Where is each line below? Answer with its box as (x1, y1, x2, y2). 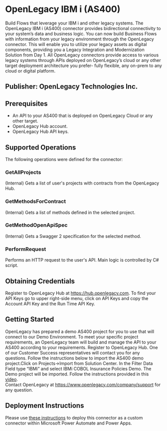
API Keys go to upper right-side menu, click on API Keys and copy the (5, 295, 149, 301)
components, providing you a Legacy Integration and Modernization (5, 46, 145, 52)
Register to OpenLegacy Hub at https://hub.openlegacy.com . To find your (5, 290, 156, 296)
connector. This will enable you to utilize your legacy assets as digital (5, 41, 147, 47)
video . (5, 376, 18, 382)
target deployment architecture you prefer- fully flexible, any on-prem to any (5, 62, 162, 68)
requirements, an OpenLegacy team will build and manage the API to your (5, 339, 157, 345)
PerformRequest (5, 245, 46, 252)
